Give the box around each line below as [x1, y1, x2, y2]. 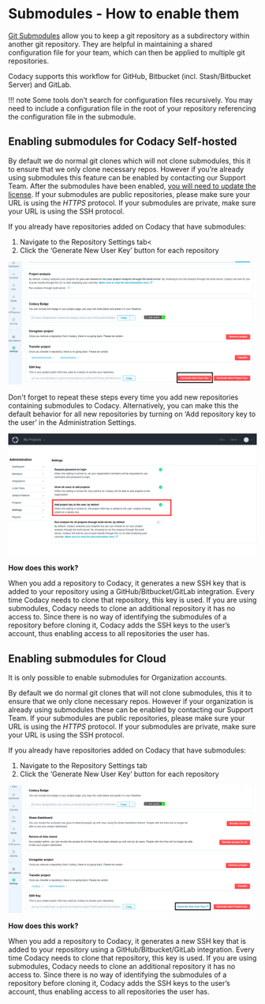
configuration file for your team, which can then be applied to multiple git [8, 47, 245, 57]
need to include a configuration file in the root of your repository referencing [8, 104, 256, 113]
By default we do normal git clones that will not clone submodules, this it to [8, 688, 252, 698]
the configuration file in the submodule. [8, 112, 136, 121]
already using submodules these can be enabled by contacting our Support [8, 705, 254, 714]
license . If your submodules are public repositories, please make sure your [8, 189, 251, 199]
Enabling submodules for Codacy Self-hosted [8, 135, 237, 149]
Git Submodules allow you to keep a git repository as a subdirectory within [8, 31, 250, 40]
